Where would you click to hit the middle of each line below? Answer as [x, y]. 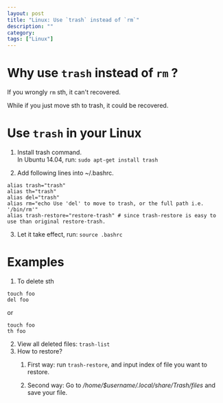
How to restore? [40, 351]
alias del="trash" [33, 197]
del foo [18, 300]
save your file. [47, 392]
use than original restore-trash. [57, 221]
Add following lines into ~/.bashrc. [66, 173]
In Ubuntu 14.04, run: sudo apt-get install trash [87, 160]
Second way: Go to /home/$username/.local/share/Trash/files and [121, 385]
